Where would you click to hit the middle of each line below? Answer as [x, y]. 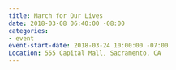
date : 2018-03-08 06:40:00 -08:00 [67, 23]
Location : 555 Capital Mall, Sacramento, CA [85, 53]
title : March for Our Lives [56, 16]
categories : [28, 31]
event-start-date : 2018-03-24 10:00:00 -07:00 [88, 46]
